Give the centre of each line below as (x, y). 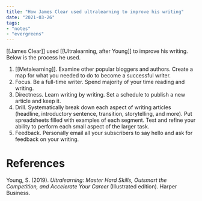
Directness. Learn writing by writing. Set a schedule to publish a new (100, 95)
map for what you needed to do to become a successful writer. (93, 76)
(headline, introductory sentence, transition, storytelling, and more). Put (103, 114)
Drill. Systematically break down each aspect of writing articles (93, 107)
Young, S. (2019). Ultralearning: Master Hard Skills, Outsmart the (87, 180)
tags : (13, 23)
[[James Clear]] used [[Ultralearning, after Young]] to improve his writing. (97, 51)
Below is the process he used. (44, 58)
